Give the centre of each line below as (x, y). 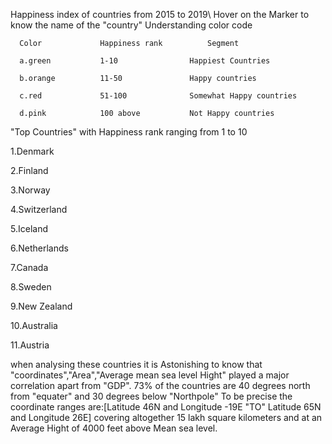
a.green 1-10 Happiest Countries (145, 61)
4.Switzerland (39, 209)
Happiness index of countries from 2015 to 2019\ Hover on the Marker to (160, 14)
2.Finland (29, 170)
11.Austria (30, 345)
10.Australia (34, 325)
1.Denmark (32, 151)
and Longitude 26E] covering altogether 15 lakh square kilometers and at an (166, 417)
